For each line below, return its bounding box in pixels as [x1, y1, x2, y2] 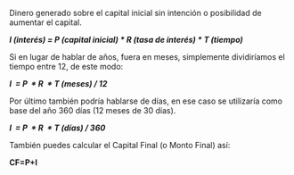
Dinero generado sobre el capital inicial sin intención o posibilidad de [9, 8, 262, 18]
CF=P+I [9, 157, 38, 168]
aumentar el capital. [9, 17, 82, 28]
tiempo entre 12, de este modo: [9, 62, 124, 71]
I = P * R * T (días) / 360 [9, 122, 106, 133]
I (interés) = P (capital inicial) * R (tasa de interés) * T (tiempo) [9, 35, 243, 45]
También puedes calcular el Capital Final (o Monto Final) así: [9, 140, 231, 150]
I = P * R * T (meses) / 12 [9, 79, 108, 88]
